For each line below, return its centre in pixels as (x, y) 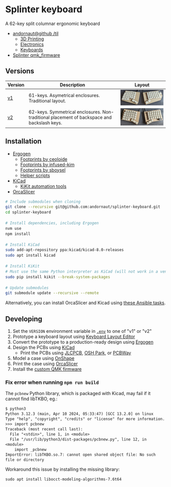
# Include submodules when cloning (43, 202)
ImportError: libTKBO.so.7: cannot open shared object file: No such (81, 455)
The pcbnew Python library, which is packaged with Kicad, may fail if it (78, 394)
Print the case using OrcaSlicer (45, 364)
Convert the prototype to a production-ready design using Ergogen (83, 342)
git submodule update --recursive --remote (52, 293)
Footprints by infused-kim (47, 164)
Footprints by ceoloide (44, 159)
